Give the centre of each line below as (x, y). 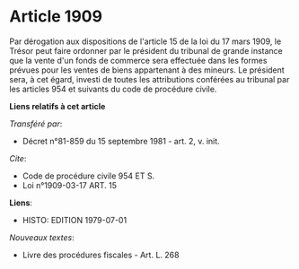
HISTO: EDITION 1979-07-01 (75, 220)
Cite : (18, 158)
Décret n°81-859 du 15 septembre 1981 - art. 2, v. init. (121, 141)
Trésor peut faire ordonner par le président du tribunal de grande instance (146, 50)
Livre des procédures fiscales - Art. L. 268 (101, 255)
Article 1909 (56, 17)
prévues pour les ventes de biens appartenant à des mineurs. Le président (147, 70)
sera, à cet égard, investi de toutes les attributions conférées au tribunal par (149, 79)
